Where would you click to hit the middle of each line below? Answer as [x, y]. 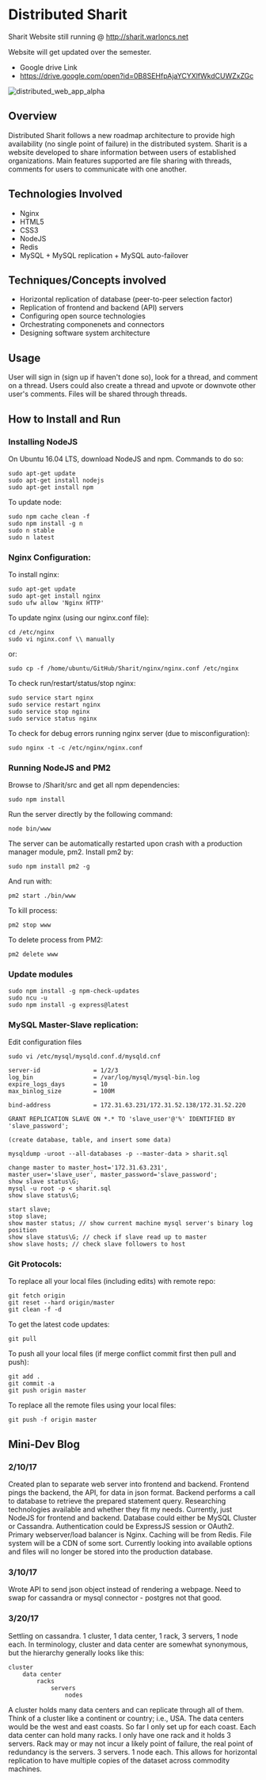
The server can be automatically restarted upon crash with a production [125, 844]
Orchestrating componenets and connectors [92, 325]
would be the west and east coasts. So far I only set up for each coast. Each [132, 1726]
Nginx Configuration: [49, 557]
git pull [23, 1339]
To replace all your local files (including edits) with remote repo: [112, 1281]
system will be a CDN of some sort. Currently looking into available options [130, 1543]
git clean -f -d [35, 1310]
